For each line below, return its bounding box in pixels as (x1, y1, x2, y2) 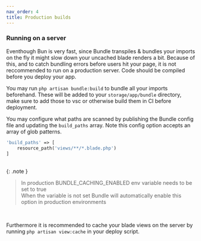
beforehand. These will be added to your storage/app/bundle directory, (6, 91, 182, 98)
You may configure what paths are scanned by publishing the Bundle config (6, 115, 194, 123)
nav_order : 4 (6, 8, 39, 15)
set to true (20, 186, 47, 193)
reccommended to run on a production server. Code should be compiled (6, 66, 185, 74)
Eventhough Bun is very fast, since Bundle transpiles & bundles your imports (6, 47, 196, 54)
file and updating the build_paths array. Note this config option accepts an (6, 121, 191, 129)
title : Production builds (6, 14, 71, 20)
